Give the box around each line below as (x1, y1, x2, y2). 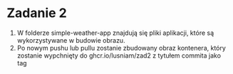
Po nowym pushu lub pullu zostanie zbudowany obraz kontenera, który (16, 43, 226, 52)
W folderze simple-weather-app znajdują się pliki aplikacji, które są (16, 28, 214, 37)
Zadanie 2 (6, 5, 67, 21)
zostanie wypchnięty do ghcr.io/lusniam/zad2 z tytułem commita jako (16, 51, 222, 60)
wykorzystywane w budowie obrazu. (16, 36, 125, 44)
